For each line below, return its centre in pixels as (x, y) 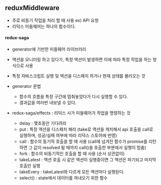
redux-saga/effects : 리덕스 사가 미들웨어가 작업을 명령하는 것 (71, 113)
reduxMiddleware (32, 8)
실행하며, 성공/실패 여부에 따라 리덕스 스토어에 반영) (68, 135)
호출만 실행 (30, 166)
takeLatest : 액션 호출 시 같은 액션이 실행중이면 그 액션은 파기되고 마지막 (88, 160)
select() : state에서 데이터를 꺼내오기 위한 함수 (63, 178)
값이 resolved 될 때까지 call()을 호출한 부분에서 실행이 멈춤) (90, 148)
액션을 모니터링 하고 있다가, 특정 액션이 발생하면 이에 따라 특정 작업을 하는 (82, 60)
